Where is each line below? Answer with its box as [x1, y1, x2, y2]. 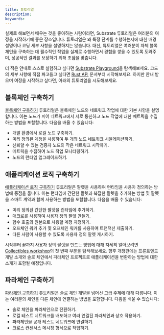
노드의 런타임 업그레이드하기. [12, 155, 68, 160]
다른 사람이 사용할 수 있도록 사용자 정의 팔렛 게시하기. [12, 232, 114, 237]
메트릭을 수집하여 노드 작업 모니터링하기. [12, 148, 90, 155]
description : [5, 12, 32, 17]
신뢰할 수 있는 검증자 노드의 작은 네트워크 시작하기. [12, 142, 109, 148]
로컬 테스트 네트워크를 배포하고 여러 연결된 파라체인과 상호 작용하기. [12, 312, 142, 318]
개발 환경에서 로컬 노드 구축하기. [12, 130, 74, 136]
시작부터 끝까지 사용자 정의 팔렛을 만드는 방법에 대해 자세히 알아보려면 [5, 242, 139, 248]
